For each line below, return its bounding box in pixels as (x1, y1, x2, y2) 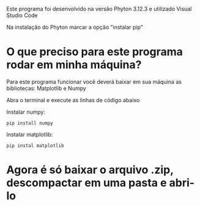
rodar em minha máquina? (6, 58, 142, 72)
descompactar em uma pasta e (6, 176, 167, 190)
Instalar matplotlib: (6, 131, 53, 138)
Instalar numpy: (6, 108, 46, 116)
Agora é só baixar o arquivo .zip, (6, 163, 174, 177)
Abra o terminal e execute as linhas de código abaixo (6, 96, 140, 103)
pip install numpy (6, 120, 53, 126)
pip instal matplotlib (6, 142, 64, 149)
